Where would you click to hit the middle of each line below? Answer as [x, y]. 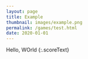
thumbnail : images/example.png [44, 22]
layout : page [22, 11]
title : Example [25, 17]
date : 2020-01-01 [27, 33]
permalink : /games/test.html [42, 28]
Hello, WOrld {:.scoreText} [38, 50]
